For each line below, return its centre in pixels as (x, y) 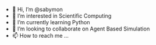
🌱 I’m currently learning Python (51, 22)
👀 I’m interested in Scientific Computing (62, 16)
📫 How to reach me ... (40, 36)
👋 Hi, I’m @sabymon (37, 9)
